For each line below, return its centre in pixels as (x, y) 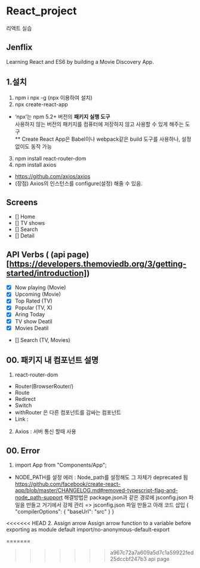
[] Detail (24, 236)
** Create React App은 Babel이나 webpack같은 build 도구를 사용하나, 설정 (103, 139)
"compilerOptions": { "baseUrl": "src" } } (64, 512)
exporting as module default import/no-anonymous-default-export (88, 530)
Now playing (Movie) (40, 288)
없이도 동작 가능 (33, 146)
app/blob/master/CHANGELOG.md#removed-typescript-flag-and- (96, 490)
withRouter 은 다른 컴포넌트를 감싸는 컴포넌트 (68, 412)
